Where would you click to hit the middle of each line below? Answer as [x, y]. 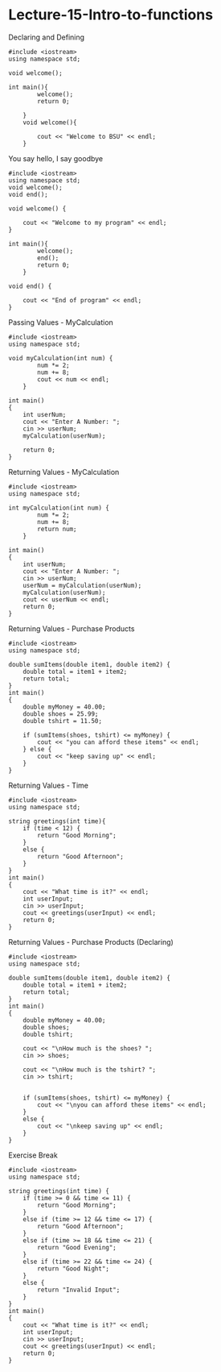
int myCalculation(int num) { [59, 508]
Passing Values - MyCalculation [61, 322]
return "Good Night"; [74, 1268]
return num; [57, 529]
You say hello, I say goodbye [56, 158]
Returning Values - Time [48, 785]
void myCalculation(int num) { [61, 358]
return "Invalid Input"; [79, 1290]
